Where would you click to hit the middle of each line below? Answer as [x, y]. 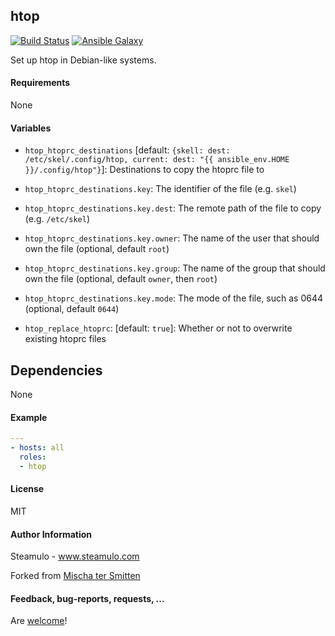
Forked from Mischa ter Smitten [75, 576]
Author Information [51, 534]
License [27, 489]
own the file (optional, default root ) [97, 249]
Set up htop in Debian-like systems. [83, 60]
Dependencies [56, 370]
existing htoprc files [65, 339]
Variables [31, 128]
